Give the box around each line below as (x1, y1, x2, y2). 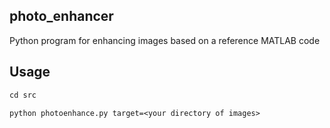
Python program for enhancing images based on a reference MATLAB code (9, 34, 321, 46)
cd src (9, 90, 37, 100)
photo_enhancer (9, 8, 114, 25)
